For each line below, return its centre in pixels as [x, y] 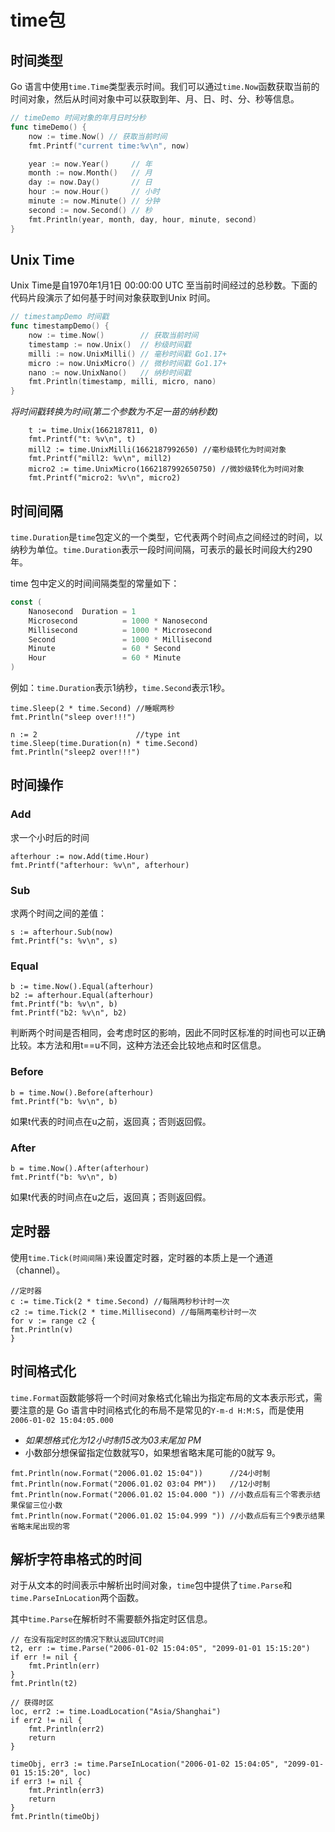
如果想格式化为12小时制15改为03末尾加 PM [113, 1440]
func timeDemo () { [48, 127]
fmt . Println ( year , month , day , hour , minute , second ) [142, 219]
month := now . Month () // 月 [90, 173]
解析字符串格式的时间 [76, 1559]
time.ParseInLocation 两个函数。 [77, 1598]
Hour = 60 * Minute [105, 658]
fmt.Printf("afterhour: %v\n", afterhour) [100, 865]
